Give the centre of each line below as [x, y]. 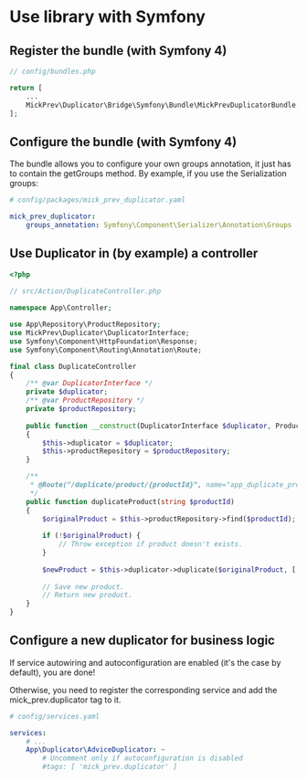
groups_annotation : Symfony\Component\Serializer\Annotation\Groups [159, 225]
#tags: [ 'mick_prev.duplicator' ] [110, 767]
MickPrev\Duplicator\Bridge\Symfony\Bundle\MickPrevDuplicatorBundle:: [165, 105]
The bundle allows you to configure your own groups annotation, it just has [150, 164]
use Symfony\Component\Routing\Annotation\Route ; [106, 350]
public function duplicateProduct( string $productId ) [130, 501]
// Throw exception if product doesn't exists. [151, 544]
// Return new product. [87, 596]
